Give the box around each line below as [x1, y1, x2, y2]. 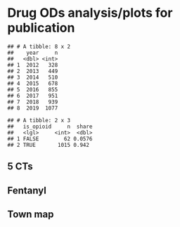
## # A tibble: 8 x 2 [7, 43, 71, 50]
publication [7, 20, 75, 36]
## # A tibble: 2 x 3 [7, 117, 71, 124]
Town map [7, 209, 54, 221]
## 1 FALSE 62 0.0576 [7, 135, 93, 142]
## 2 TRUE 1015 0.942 [7, 141, 90, 148]
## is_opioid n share [7, 123, 93, 130]
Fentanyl [7, 184, 47, 196]
